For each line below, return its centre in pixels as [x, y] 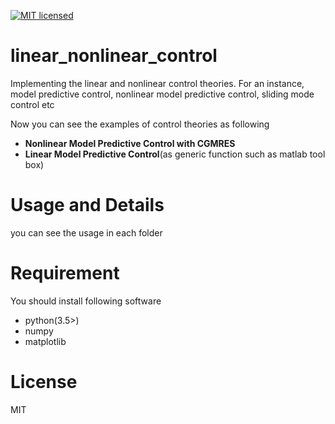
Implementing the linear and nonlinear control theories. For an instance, [157, 83]
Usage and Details [87, 205]
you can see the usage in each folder [86, 232]
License [44, 382]
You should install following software [86, 301]
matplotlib [45, 341]
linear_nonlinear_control [114, 56]
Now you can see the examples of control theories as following [140, 124]
